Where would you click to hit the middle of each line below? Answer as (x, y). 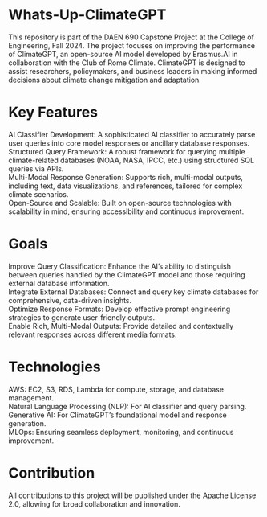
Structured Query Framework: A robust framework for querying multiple (127, 151)
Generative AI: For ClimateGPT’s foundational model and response (117, 415)
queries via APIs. (36, 168)
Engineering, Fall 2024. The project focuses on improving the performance (131, 45)
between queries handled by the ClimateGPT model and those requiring (127, 274)
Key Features (53, 112)
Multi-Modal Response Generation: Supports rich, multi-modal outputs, (125, 177)
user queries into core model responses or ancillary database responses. (129, 143)
